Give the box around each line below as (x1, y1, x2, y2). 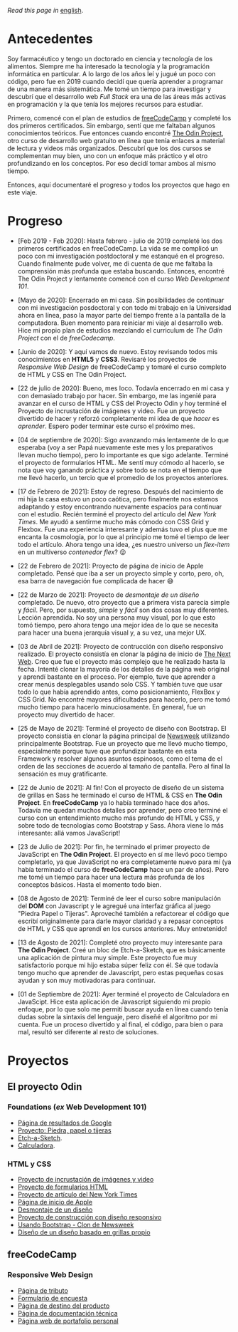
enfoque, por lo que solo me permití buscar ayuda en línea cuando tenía (17, 1004, 229, 1014)
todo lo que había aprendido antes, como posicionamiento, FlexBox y (17, 687, 220, 696)
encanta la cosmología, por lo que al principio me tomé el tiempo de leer (17, 532, 229, 541)
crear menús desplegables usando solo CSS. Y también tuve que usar (17, 680, 222, 688)
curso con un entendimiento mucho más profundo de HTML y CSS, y (17, 813, 220, 822)
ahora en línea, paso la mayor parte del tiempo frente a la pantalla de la (17, 311, 226, 319)
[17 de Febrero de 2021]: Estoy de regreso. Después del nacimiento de (17, 487, 224, 496)
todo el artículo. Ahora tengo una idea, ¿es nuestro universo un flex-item (17, 540, 230, 548)
